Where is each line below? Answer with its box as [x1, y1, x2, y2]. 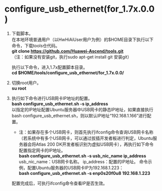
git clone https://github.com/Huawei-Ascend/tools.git [11, 48, 124, 54]
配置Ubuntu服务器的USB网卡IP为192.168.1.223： [27, 165, 124, 171]
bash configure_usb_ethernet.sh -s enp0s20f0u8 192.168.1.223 [18, 170, 151, 176]
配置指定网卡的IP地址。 [18, 147, 66, 153]
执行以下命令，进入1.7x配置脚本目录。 [11, 64, 88, 70]
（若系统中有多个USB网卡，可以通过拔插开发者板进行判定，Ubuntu [18, 135, 153, 141]
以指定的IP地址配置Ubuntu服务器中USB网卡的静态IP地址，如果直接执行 [11, 106, 154, 113]
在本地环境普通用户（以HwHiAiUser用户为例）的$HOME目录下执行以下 [11, 37, 154, 42]
